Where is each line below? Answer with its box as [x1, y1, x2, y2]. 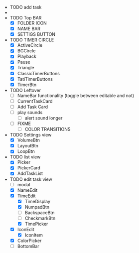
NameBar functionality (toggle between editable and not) [17, 92, 135, 99]
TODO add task [9, 4, 42, 10]
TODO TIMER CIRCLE [9, 37, 54, 43]
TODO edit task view [9, 176, 52, 182]
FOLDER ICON [17, 20, 47, 26]
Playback [17, 53, 36, 59]
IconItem [24, 232, 43, 238]
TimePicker [24, 221, 48, 227]
